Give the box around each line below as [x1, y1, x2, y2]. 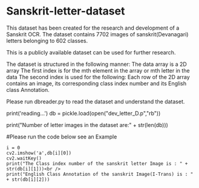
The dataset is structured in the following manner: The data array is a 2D [6, 60, 188, 68]
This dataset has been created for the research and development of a [6, 24, 180, 31]
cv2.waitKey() [6, 155, 42, 161]
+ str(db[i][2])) [6, 177, 50, 183]
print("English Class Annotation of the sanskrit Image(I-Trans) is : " [6, 171, 194, 177]
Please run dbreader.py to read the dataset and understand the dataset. [6, 98, 185, 105]
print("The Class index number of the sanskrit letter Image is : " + [6, 160, 188, 167]
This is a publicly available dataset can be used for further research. [6, 48, 176, 56]
